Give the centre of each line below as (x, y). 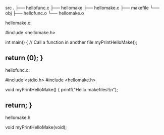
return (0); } (24, 58)
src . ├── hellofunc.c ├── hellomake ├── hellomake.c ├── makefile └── (83, 8)
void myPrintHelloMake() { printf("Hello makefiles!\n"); (62, 89)
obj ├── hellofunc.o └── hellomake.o (45, 13)
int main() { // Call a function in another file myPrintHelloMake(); (71, 42)
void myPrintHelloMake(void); (36, 127)
